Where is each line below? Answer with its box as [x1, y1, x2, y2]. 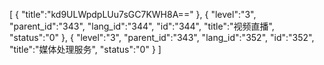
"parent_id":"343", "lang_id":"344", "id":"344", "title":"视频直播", [9, 20, 275, 32]
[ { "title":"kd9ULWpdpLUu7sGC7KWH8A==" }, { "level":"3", [9, 9, 257, 20]
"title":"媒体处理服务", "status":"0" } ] [9, 44, 162, 55]
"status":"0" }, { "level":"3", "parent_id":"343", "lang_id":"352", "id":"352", [9, 32, 315, 43]
